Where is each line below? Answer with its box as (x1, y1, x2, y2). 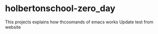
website (5, 24, 21, 30)
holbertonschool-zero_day (5, 3, 116, 14)
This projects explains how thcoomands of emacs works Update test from (5, 19, 154, 25)
